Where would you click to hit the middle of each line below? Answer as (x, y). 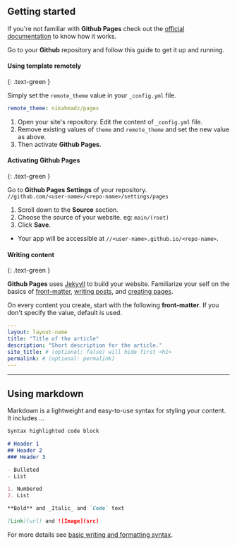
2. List (19, 496)
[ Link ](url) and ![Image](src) (53, 521)
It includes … (26, 418)
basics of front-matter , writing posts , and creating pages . (91, 292)
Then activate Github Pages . (59, 144)
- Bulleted (23, 470)
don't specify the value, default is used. (65, 313)
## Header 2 (25, 450)
